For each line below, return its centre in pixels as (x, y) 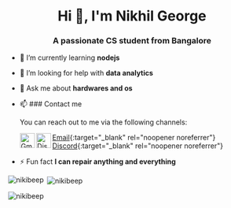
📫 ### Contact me (51, 104)
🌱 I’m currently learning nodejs (70, 58)
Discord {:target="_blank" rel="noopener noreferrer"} (138, 146)
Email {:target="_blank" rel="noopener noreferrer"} (134, 138)
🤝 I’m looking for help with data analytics (86, 73)
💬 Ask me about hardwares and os (76, 88)
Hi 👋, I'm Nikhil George (132, 16)
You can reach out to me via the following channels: (103, 122)
